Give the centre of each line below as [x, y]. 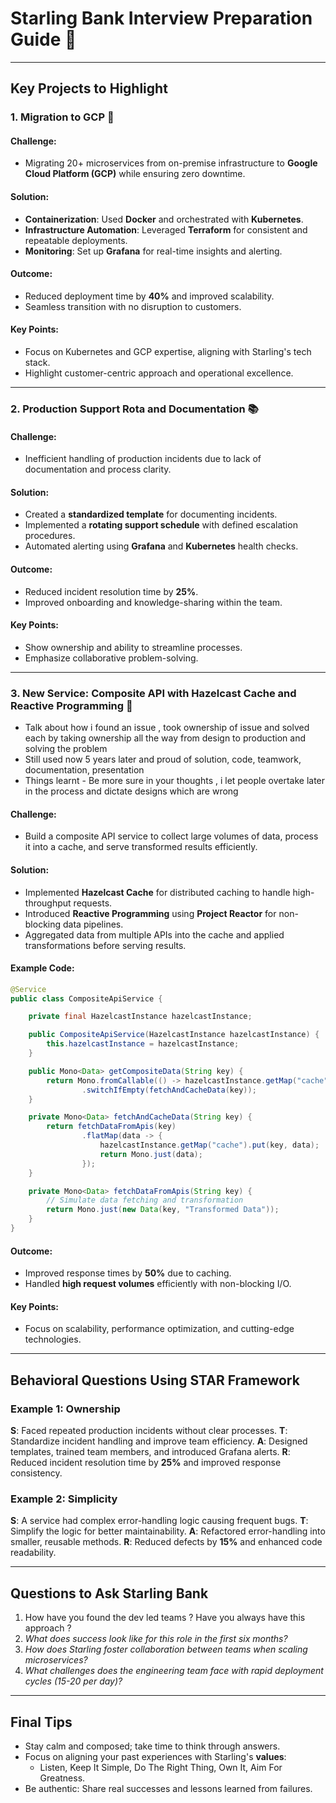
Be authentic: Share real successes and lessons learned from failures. [168, 1788]
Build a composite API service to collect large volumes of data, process [171, 836]
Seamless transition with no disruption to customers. [133, 306]
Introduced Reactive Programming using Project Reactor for [150, 913]
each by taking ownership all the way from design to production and [165, 738]
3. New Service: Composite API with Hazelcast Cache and [153, 693]
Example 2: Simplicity [64, 1499]
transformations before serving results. [105, 945]
